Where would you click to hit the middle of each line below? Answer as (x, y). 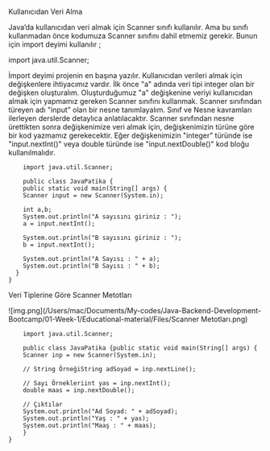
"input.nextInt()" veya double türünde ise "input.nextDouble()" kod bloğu (129, 144)
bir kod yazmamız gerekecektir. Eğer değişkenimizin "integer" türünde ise (131, 135)
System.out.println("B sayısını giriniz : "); (102, 238)
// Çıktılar (43, 404)
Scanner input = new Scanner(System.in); (93, 196)
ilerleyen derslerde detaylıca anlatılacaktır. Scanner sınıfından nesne (121, 118)
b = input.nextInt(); (59, 245)
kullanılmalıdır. (32, 153)
